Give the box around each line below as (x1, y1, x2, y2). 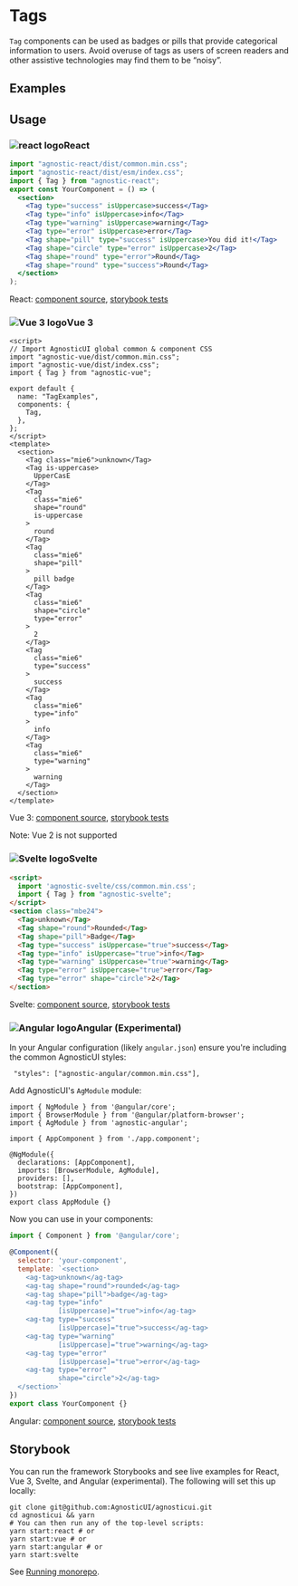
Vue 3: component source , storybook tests (9, 812, 169, 823)
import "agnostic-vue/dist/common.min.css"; (9, 352, 180, 362)
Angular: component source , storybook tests (9, 1415, 177, 1427)
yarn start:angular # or (9, 1542, 103, 1552)
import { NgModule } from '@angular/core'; (9, 1102, 177, 1112)
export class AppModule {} (9, 1197, 111, 1207)
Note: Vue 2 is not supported (9, 830, 118, 841)
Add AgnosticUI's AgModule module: (9, 1085, 142, 1096)
